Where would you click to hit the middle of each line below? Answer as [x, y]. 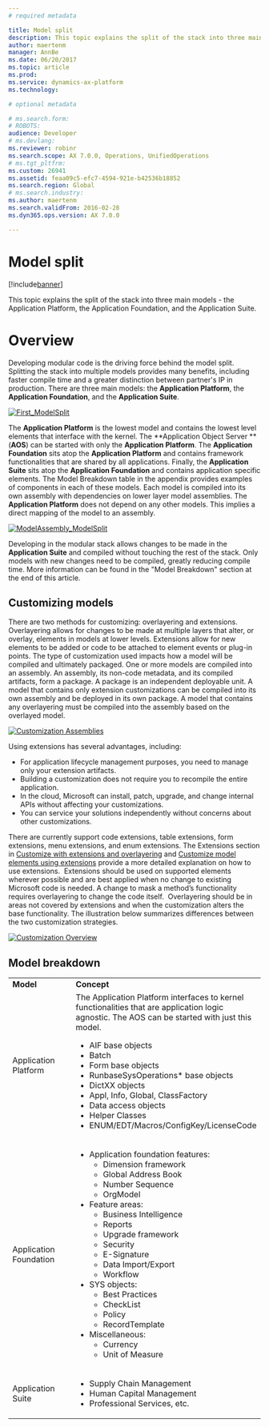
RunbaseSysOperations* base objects [161, 1076]
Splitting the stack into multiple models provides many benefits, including [129, 371]
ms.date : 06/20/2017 [43, 60]
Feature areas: [116, 1205]
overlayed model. [37, 716]
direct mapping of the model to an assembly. [82, 512]
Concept [92, 984]
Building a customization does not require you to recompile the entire [134, 779]
